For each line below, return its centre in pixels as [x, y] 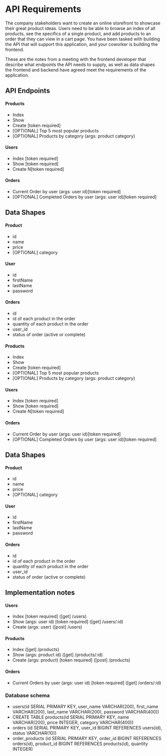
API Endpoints [28, 91]
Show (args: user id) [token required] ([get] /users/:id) [68, 622]
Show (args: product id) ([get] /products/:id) [58, 655]
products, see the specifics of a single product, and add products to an [78, 33]
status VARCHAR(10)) [34, 733]
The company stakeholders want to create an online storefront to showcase [83, 23]
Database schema [27, 696]
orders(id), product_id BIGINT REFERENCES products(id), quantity [80, 744]
